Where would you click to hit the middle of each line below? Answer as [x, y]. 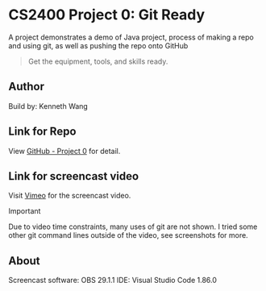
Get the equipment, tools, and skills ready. [98, 61]
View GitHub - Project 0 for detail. [64, 151]
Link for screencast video [74, 176]
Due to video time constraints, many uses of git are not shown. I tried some [133, 227]
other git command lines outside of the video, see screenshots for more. [128, 235]
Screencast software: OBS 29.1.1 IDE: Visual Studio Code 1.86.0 [113, 281]
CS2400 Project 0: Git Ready [107, 15]
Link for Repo [42, 132]
